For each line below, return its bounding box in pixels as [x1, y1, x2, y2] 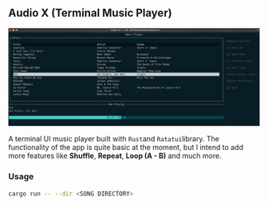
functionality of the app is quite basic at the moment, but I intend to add [8, 142, 244, 152]
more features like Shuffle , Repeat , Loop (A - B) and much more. [8, 151, 222, 160]
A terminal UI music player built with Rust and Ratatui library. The [8, 133, 219, 143]
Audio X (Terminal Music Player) [8, 6, 173, 20]
